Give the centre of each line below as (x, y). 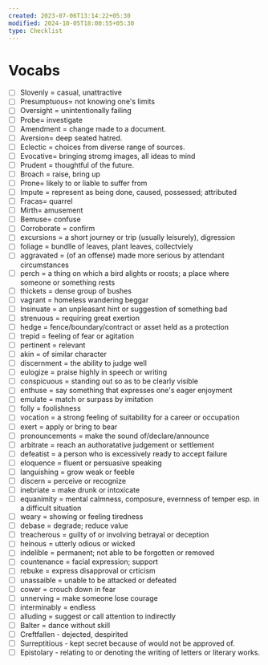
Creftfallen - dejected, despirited (74, 634)
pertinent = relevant (53, 345)
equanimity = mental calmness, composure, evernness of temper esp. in (140, 499)
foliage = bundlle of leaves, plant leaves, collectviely (107, 246)
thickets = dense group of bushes (76, 290)
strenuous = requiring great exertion (80, 318)
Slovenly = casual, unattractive (71, 92)
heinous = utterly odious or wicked (77, 544)
